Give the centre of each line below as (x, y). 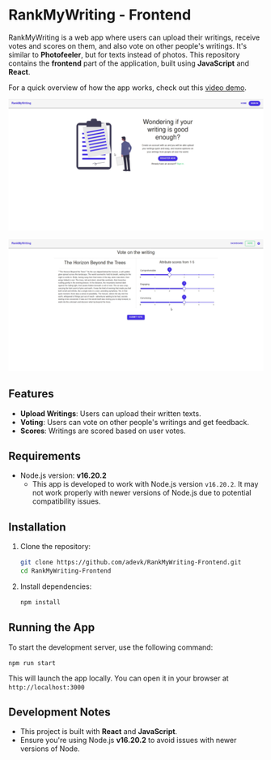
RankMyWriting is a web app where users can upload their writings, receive (134, 37)
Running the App (52, 627)
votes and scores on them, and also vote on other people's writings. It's (128, 45)
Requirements (44, 456)
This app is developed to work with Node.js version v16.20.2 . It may (145, 484)
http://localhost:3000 (47, 687)
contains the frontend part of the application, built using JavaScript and (129, 63)
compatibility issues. (66, 501)
